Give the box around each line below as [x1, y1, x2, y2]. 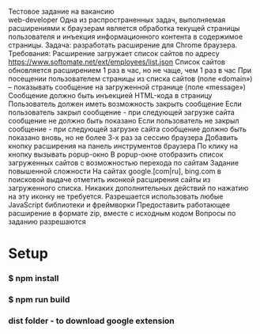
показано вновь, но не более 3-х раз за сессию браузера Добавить [8, 133, 239, 142]
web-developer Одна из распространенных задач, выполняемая [8, 15, 226, 25]
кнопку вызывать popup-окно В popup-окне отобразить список [8, 150, 224, 159]
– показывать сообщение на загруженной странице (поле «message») [8, 82, 247, 92]
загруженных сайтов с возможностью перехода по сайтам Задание [8, 158, 239, 167]
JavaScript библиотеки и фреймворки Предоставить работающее [8, 200, 231, 209]
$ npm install [8, 273, 59, 284]
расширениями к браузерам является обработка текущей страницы [8, 24, 240, 32]
